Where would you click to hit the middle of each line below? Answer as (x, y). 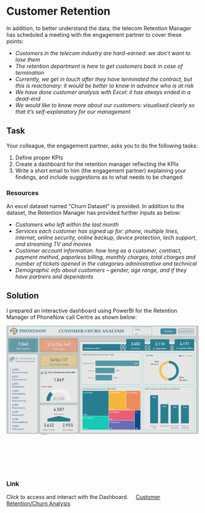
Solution (23, 296)
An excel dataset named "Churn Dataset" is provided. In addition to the (95, 206)
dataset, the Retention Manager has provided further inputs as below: (94, 213)
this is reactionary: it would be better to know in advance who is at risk (104, 85)
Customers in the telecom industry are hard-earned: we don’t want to (103, 53)
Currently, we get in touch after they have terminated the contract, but (103, 79)
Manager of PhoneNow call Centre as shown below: (72, 317)
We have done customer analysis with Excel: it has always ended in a (103, 92)
